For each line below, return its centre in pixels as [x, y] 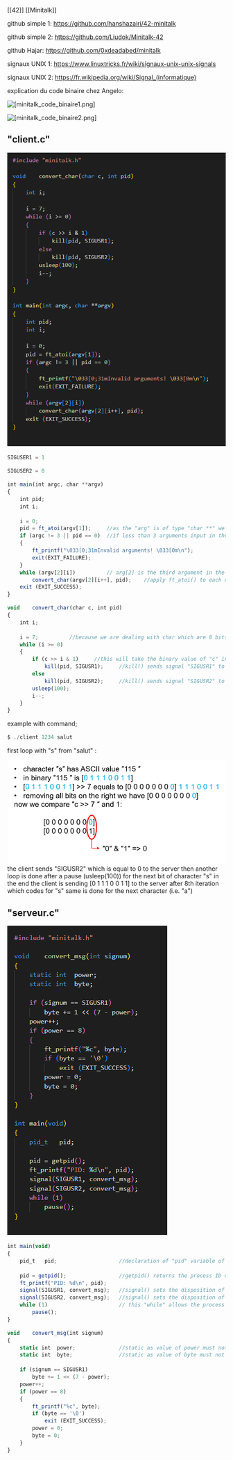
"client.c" [29, 139]
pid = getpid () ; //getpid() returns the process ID [121, 1276]
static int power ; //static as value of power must [118, 1347]
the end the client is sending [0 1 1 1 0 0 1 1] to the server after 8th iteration [113, 884]
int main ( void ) [29, 1247]
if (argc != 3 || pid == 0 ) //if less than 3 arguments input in [118, 536]
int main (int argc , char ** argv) [55, 485]
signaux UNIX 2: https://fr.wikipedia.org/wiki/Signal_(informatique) [102, 77]
